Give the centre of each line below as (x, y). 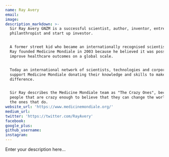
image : (12, 19)
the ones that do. (29, 102)
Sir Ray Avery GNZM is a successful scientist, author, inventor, (81, 29)
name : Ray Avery (22, 10)
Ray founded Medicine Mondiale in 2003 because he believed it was (82, 51)
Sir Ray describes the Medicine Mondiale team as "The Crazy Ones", (83, 93)
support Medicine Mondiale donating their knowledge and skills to (82, 74)
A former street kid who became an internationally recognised (77, 47)
